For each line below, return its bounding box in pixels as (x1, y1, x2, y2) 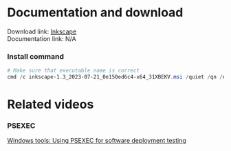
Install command (7, 51, 64, 61)
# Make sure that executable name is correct (7, 67, 140, 74)
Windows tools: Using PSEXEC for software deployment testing (7, 137, 187, 145)
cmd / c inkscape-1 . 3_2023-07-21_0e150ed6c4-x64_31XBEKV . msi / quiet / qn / (7, 74, 223, 81)
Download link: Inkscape (7, 27, 77, 36)
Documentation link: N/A (7, 34, 77, 42)
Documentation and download (7, 5, 184, 20)
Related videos (7, 97, 94, 112)
